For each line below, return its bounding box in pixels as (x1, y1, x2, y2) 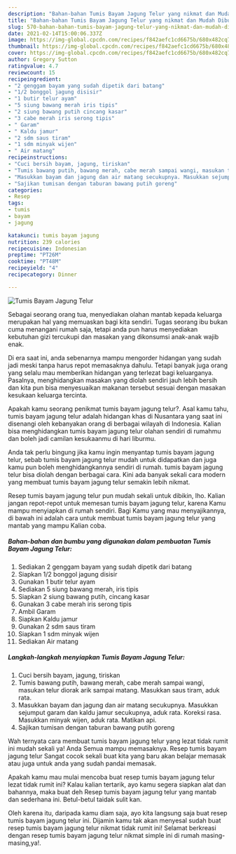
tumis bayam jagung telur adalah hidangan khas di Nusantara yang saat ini (8, 412, 223, 420)
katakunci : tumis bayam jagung (8, 232, 99, 239)
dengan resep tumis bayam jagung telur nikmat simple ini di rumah (8, 831, 200, 839)
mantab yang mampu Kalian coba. (8, 521, 107, 530)
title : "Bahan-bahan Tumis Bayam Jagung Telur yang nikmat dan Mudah (8, 17, 216, 24)
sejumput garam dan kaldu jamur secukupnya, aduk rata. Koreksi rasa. (18, 708, 222, 716)
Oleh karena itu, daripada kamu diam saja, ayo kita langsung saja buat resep (8, 808, 228, 817)
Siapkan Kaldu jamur (18, 615, 78, 623)
